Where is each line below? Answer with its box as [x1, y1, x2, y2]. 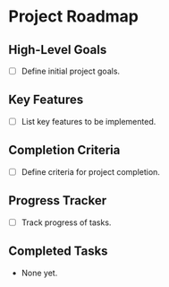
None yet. [21, 267, 58, 278]
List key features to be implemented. [21, 116, 156, 126]
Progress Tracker [8, 193, 107, 208]
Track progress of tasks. [21, 217, 112, 228]
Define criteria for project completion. [21, 166, 160, 177]
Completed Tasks [8, 244, 108, 259]
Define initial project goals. [21, 65, 121, 76]
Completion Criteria [8, 143, 121, 158]
